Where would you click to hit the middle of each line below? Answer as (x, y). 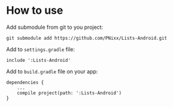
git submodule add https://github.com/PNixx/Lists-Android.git (87, 38)
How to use (35, 11)
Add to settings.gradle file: (41, 49)
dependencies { (25, 82)
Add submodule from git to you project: (55, 27)
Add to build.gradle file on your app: (52, 71)
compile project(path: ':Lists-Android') (69, 93)
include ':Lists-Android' (38, 60)
